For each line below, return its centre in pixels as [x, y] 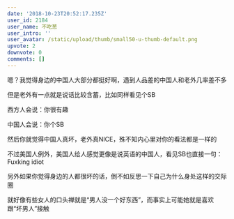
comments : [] [26, 59]
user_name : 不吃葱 [32, 27]
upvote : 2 [22, 46]
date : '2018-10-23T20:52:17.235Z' [57, 14]
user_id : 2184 [28, 20]
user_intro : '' [29, 33]
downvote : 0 [24, 53]
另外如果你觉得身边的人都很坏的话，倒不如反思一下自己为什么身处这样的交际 [117, 176]
